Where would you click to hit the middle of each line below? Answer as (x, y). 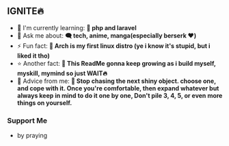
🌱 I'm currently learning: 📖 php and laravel (77, 27)
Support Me (27, 121)
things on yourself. (44, 103)
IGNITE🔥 (26, 11)
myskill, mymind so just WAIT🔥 (62, 73)
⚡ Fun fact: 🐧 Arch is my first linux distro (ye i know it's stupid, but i (113, 46)
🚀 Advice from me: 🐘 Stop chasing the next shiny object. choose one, (117, 81)
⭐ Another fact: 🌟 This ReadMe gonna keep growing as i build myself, (116, 63)
